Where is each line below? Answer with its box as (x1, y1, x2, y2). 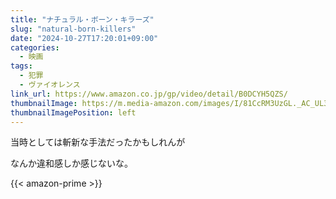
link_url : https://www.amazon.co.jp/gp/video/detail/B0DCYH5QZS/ (10, 89, 288, 99)
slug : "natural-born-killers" (10, 24, 137, 34)
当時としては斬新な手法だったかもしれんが (10, 136, 186, 148)
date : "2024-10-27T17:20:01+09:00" (10, 33, 159, 43)
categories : (10, 42, 60, 53)
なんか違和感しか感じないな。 (10, 157, 133, 170)
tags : (10, 61, 33, 71)
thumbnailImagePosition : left (10, 107, 137, 118)
